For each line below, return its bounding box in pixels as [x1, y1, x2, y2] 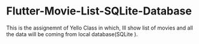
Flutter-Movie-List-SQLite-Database [6, 4, 192, 18]
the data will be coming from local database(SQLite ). [6, 30, 138, 37]
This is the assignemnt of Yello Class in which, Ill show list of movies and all [6, 24, 194, 31]
